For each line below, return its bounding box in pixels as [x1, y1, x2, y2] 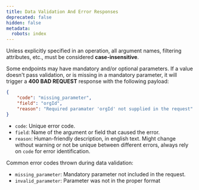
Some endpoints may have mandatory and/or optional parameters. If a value [6, 65, 194, 72]
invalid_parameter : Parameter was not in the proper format [14, 177, 161, 184]
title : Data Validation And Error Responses [6, 8, 119, 15]
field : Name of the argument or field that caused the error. [14, 129, 160, 136]
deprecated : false [6, 14, 52, 20]
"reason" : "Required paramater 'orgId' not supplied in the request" [17, 105, 194, 112]
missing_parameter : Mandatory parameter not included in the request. [14, 170, 186, 177]
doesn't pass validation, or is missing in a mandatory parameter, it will [6, 71, 178, 79]
